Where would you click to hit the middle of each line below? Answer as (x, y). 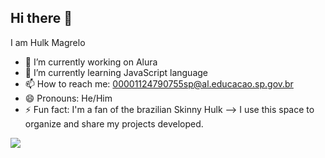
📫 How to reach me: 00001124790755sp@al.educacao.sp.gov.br (159, 83)
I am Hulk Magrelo (48, 42)
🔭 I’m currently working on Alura (91, 62)
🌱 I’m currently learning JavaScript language (116, 72)
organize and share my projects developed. (114, 123)
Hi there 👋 (41, 18)
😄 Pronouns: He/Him (68, 98)
